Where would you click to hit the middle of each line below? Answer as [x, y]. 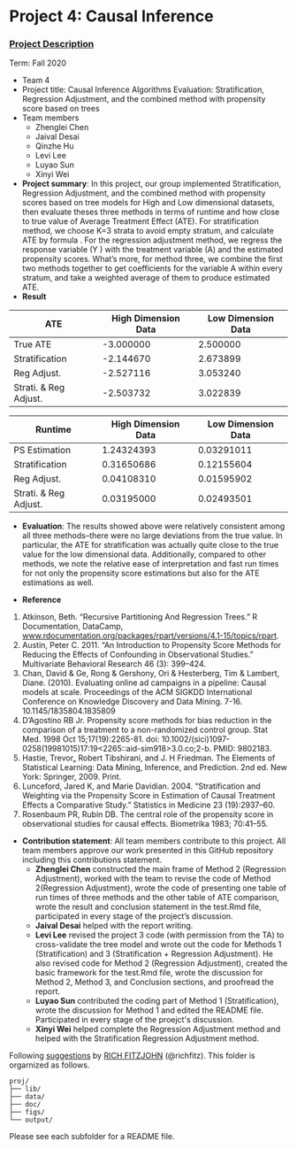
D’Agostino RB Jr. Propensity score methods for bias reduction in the [147, 721]
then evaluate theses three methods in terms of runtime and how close [151, 212]
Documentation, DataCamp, [72, 627]
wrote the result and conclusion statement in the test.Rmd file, [148, 907]
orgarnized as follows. [49, 1065]
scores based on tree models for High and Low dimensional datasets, [148, 203]
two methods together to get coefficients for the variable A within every [152, 268]
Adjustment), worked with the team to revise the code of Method [153, 879]
